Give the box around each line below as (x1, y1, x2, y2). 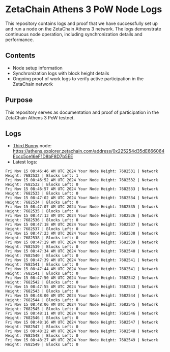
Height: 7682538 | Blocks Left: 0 (5, 235, 79, 241)
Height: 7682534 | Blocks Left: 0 (5, 200, 79, 205)
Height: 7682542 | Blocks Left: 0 (5, 280, 79, 285)
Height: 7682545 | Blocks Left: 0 (5, 306, 79, 312)
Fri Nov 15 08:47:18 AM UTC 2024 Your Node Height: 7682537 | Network (5, 222, 158, 227)
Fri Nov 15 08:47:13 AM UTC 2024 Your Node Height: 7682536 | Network (5, 213, 158, 218)
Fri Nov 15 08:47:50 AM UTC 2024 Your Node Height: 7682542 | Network (5, 275, 158, 280)
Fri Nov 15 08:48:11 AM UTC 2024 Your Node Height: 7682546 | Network (5, 311, 158, 316)
